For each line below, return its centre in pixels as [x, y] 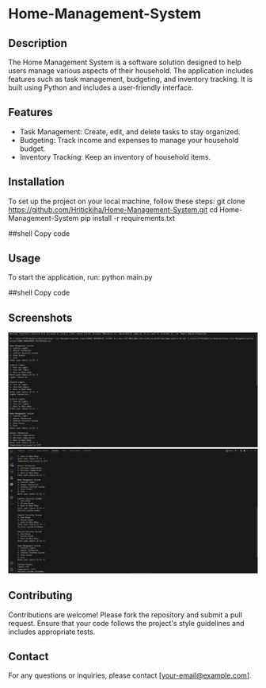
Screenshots [40, 317]
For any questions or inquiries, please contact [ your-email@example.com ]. [130, 675]
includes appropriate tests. [52, 632]
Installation [36, 182]
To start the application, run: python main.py [80, 277]
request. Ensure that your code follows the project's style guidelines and [126, 623]
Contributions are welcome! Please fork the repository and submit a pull [125, 615]
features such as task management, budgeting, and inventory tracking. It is [131, 79]
